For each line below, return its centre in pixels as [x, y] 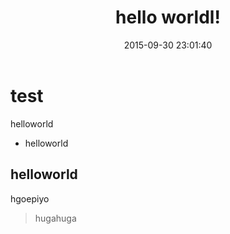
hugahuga [55, 218]
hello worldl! [168, 17]
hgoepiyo [30, 198]
